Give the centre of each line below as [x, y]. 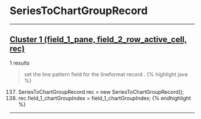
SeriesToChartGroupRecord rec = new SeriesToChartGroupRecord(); [101, 91]
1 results [20, 63]
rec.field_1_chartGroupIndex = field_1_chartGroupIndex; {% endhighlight [105, 98]
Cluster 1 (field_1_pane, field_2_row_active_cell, [98, 40]
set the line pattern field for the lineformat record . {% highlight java [106, 74]
